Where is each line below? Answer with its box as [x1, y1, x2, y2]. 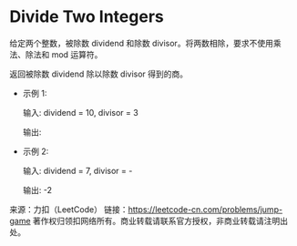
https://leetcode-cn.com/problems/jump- [128, 203, 283, 215]
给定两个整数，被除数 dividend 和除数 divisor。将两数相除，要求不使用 [9, 37, 273, 48]
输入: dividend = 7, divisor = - [22, 165, 133, 176]
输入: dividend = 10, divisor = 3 [22, 107, 138, 118]
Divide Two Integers [9, 6, 164, 27]
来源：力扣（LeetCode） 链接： [9, 203, 129, 215]
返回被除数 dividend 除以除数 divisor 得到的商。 [9, 68, 189, 79]
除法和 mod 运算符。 [25, 48, 103, 60]
